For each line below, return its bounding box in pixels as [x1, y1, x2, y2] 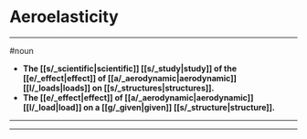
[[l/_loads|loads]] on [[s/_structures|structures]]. [22, 82, 215, 93]
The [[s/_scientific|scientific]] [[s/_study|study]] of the [22, 62, 238, 74]
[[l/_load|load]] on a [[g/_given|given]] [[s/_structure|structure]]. [22, 102, 276, 112]
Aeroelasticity [9, 6, 119, 27]
